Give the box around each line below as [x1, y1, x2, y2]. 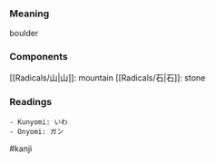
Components [9, 51, 68, 63]
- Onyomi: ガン [9, 127, 64, 136]
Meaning [9, 7, 50, 20]
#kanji [9, 143, 33, 154]
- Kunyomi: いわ [9, 117, 68, 127]
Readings [9, 95, 53, 108]
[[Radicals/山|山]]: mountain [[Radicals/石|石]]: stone [9, 72, 206, 83]
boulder [9, 28, 39, 39]
